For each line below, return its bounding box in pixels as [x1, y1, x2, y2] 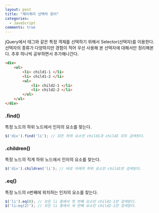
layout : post [5, 7, 32, 12]
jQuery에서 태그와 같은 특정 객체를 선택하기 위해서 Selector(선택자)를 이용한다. [5, 39, 155, 45]
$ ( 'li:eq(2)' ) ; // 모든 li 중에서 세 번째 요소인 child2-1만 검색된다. [5, 203, 137, 208]
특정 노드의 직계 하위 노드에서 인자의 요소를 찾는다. [5, 156, 101, 162]
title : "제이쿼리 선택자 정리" [5, 12, 59, 16]
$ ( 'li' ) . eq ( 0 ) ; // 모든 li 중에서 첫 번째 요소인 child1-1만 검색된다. [5, 199, 137, 204]
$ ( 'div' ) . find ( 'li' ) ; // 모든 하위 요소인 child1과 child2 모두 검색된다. [5, 134, 145, 139]
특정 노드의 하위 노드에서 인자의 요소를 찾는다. [5, 124, 92, 130]
